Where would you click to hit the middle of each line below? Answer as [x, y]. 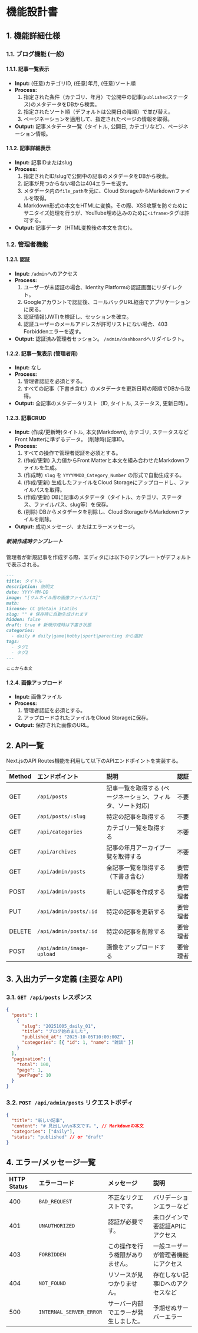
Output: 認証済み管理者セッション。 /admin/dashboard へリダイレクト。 [101, 339]
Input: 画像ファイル [38, 697]
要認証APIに [170, 1226]
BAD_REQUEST [55, 1202]
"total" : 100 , [34, 1064]
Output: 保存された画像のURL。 [53, 725]
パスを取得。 [49, 490]
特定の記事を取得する [136, 817]
